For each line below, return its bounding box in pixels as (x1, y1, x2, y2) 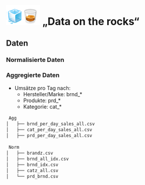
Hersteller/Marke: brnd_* (23, 90, 83, 97)
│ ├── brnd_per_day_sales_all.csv (6, 121, 95, 127)
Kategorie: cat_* (23, 103, 62, 110)
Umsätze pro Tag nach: (14, 84, 71, 92)
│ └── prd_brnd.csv (6, 173, 59, 179)
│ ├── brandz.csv (6, 150, 54, 156)
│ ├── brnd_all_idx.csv (6, 156, 69, 162)
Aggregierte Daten (6, 71, 60, 79)
